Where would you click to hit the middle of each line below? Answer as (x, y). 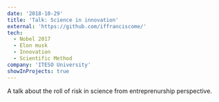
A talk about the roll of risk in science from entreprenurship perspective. (110, 91)
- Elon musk (31, 45)
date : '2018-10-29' (35, 13)
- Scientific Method (43, 59)
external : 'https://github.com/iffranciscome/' (77, 26)
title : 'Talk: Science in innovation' (63, 20)
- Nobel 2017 (32, 39)
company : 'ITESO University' (49, 65)
